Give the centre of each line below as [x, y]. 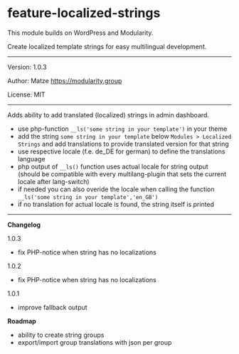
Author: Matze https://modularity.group [65, 80]
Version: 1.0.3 [27, 67]
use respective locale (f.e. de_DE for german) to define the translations [121, 151]
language [31, 159]
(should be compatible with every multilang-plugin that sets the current [122, 174]
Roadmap [22, 321]
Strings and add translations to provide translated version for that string [123, 144]
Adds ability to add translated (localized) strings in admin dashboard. [108, 114]
